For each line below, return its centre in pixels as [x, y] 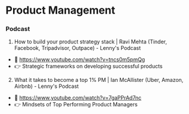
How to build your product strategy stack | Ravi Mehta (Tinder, [91, 42]
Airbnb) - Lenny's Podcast [46, 86]
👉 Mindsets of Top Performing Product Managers [76, 104]
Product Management [60, 10]
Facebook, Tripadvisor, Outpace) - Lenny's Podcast [77, 48]
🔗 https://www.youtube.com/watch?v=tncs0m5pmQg [79, 59]
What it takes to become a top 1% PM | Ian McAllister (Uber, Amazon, [99, 80]
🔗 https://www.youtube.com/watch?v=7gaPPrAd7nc [78, 98]
